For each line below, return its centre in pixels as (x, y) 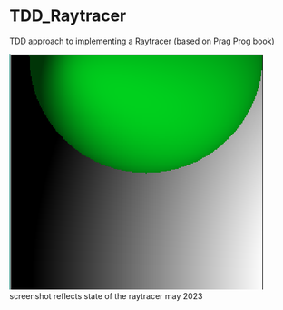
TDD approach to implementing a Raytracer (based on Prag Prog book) (142, 41)
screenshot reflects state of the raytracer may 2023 (106, 295)
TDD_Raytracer (68, 16)
